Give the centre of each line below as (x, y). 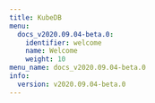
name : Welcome (52, 51)
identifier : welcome (64, 43)
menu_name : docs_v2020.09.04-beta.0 (77, 68)
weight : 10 (46, 59)
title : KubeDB (36, 17)
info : (19, 76)
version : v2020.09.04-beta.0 (72, 84)
